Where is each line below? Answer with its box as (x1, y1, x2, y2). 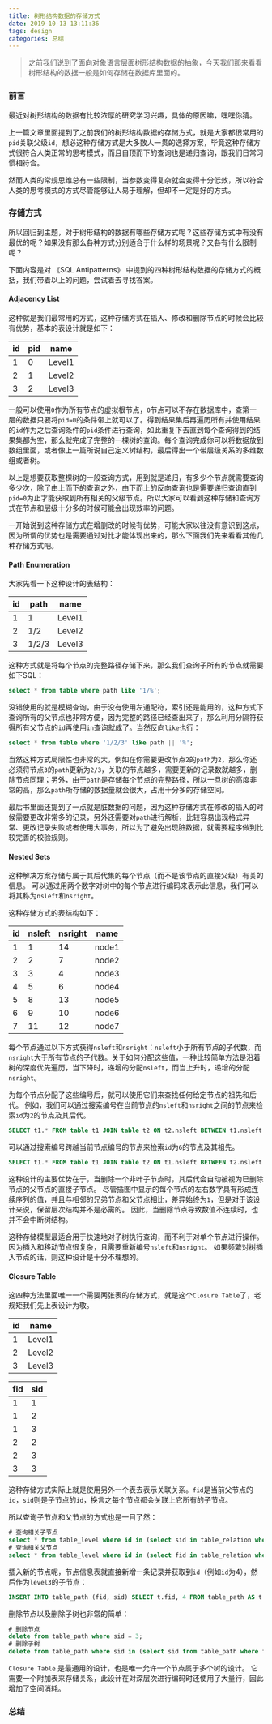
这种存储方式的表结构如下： (8, 908, 101, 918)
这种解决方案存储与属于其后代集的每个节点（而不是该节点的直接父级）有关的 (8, 871, 264, 881)
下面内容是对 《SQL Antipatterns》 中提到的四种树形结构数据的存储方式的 (8, 264, 254, 274)
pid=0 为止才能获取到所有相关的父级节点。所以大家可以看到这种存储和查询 (8, 493, 253, 503)
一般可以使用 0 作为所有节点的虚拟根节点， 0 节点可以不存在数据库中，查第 (8, 405, 250, 414)
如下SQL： (8, 671, 45, 680)
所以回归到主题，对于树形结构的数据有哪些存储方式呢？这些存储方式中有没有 (8, 227, 264, 237)
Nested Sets (8, 851, 51, 861)
